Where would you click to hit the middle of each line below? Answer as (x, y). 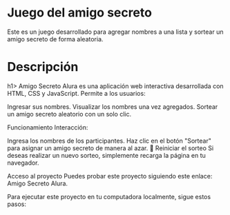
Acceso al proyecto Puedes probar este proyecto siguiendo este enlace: (110, 176)
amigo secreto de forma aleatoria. (55, 39)
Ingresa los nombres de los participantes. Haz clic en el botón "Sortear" (109, 141)
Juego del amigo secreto (79, 13)
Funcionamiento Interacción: (48, 127)
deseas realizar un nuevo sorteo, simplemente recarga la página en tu (106, 155)
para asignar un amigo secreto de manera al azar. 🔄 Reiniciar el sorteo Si (111, 148)
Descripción (43, 67)
